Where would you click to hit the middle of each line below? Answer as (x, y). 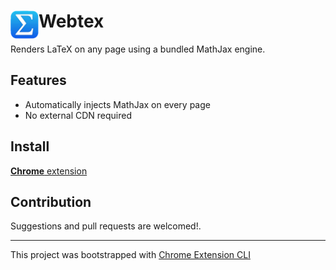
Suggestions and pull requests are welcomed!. (106, 226)
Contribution (51, 201)
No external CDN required (78, 115)
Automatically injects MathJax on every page (117, 104)
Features (38, 80)
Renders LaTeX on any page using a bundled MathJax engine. (138, 49)
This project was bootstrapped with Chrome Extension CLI (130, 255)
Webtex (71, 21)
